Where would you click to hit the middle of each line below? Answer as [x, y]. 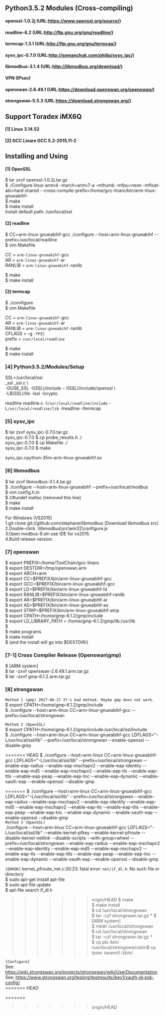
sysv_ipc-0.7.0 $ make [28, 448]
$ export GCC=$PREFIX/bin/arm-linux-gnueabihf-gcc [60, 584]
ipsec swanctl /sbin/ [112, 953]
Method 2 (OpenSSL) [25, 724]
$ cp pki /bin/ [105, 942]
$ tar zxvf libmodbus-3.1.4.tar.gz [39, 481]
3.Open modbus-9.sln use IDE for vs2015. [48, 534]
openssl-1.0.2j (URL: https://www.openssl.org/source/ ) [63, 21]
